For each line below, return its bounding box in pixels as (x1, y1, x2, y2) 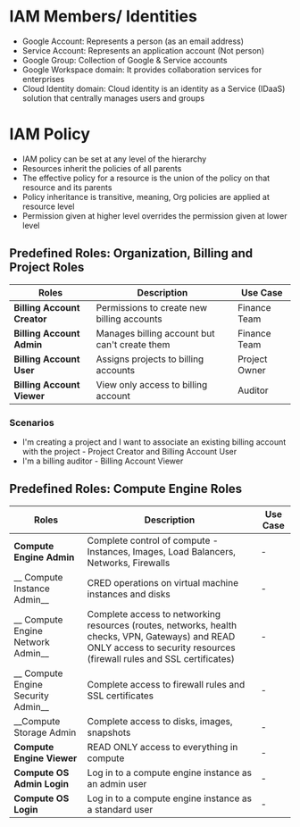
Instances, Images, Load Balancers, (87, 545, 237, 557)
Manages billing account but (96, 327, 215, 339)
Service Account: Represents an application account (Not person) (21, 45, 265, 55)
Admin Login (13, 777, 70, 789)
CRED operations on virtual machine (87, 576, 239, 589)
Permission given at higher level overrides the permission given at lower (21, 210, 287, 221)
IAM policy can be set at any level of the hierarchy (21, 154, 207, 164)
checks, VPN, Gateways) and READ (87, 630, 236, 642)
